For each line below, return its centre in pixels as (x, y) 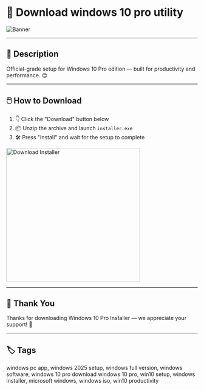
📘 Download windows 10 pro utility (95, 12)
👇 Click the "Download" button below (62, 119)
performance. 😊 (27, 75)
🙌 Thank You (31, 303)
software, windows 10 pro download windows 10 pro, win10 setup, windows (101, 374)
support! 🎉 (19, 324)
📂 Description (32, 54)
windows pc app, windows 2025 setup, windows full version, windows (94, 368)
